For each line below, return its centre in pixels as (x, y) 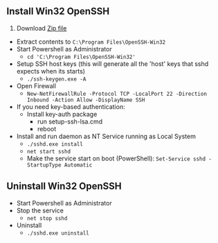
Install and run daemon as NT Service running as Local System (106, 136)
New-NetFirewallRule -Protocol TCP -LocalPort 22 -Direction (117, 94)
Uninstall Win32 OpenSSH (64, 186)
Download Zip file (42, 28)
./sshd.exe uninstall (58, 233)
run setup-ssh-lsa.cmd (70, 121)
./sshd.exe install (55, 144)
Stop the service (40, 210)
